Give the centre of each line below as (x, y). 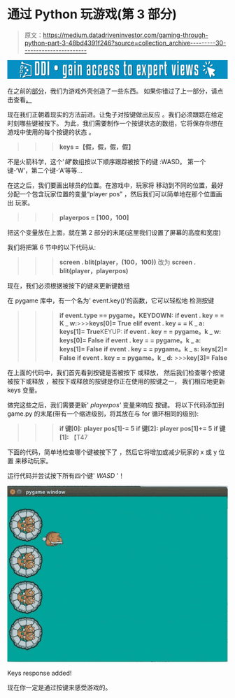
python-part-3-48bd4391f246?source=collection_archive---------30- (125, 43)
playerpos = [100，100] (94, 218)
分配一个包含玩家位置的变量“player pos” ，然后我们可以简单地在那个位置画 (115, 194)
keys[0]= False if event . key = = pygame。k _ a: (130, 340)
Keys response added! (40, 673)
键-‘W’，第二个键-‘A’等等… (45, 170)
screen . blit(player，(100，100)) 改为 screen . (127, 262)
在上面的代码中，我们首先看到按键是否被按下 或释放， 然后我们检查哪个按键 (116, 373)
